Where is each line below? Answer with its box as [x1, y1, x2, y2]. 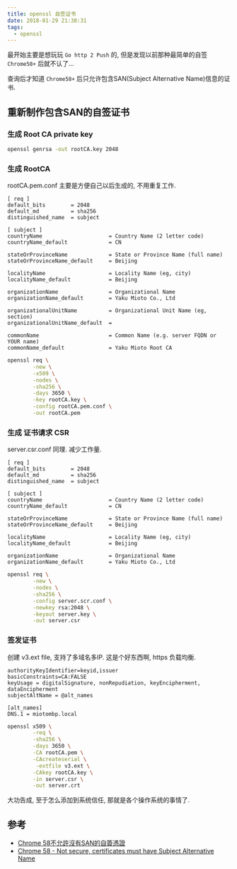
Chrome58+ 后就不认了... [7, 60, 74, 68]
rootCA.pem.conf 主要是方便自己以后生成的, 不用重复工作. [7, 182, 176, 190]
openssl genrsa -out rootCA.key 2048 [7, 145, 119, 153]
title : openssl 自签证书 [7, 10, 76, 18]
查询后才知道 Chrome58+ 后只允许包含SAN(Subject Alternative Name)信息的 [7, 74, 224, 83]
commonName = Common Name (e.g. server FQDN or [7, 332, 217, 339]
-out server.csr [33, 617, 81, 624]
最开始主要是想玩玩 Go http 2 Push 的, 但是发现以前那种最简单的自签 [7, 50, 208, 59]
